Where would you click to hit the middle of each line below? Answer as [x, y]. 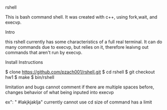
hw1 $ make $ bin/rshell [30, 77]
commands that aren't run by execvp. [44, 52]
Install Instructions [24, 62]
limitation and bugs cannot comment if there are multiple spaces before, [80, 87]
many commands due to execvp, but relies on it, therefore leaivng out [77, 47]
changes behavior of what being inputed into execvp [60, 92]
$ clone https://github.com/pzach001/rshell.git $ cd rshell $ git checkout [80, 72]
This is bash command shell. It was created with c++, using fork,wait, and [81, 17]
